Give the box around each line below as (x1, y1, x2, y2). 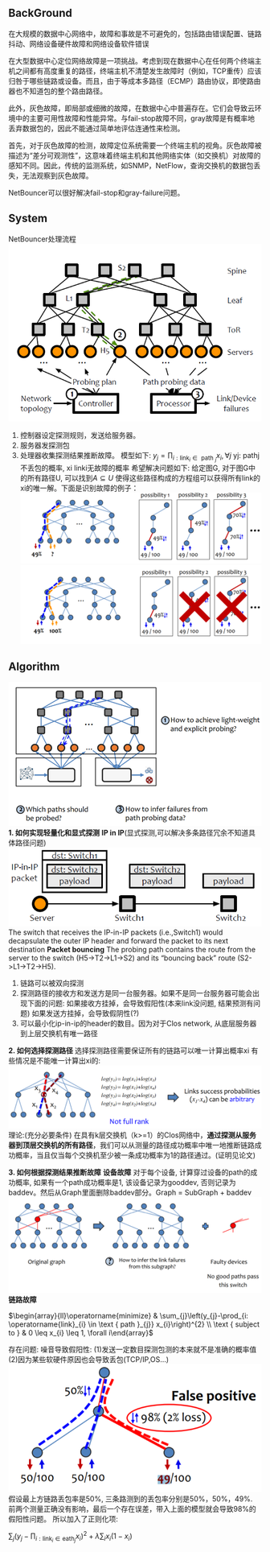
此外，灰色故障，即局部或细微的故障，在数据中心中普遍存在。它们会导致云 (8, 103, 255, 113)
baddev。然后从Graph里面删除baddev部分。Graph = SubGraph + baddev (8, 1187, 252, 1197)
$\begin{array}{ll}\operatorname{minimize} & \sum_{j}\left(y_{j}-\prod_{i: (8, 1311, 249, 1320)
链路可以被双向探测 (19, 978, 84, 989)
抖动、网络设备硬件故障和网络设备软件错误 (8, 39, 149, 48)
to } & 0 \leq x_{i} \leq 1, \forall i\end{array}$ (8, 1327, 154, 1337)
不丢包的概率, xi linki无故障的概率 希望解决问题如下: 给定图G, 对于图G (19, 463, 249, 473)
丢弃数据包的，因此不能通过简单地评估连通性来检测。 (8, 123, 185, 133)
